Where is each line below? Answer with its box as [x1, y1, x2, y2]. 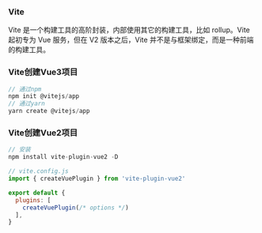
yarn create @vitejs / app [8, 107, 90, 115]
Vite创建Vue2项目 [8, 127, 78, 138]
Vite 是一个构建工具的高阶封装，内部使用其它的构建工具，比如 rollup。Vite [8, 25, 251, 35]
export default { [8, 189, 66, 197]
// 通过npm [8, 85, 42, 93]
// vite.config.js [8, 167, 69, 175]
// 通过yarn [8, 100, 45, 108]
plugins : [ [15, 196, 51, 204]
